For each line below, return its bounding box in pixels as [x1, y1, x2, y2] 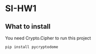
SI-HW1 [5, 3, 37, 14]
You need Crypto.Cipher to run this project [5, 35, 91, 41]
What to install [5, 22, 51, 31]
